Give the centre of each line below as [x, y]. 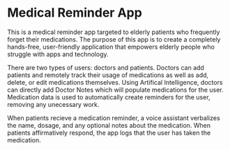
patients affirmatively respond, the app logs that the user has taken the [109, 133]
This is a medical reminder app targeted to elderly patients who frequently [114, 32]
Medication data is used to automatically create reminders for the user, [109, 97]
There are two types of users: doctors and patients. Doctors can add [106, 67]
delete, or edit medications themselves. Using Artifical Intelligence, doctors [115, 82]
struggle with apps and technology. [58, 54]
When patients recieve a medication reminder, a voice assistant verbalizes [114, 118]
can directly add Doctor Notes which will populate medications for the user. [116, 90]
